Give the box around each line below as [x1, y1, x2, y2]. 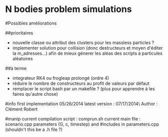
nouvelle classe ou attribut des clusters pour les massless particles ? [12, 39, 154, 46]
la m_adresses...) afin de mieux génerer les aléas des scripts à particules [12, 50, 162, 56]
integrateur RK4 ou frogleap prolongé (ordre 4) [12, 75, 109, 81]
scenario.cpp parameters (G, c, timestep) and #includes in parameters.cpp [5, 121, 159, 127]
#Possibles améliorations [5, 20, 57, 26]
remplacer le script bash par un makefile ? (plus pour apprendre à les [12, 85, 155, 91]
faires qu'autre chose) [12, 91, 58, 97]
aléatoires [12, 55, 33, 61]
